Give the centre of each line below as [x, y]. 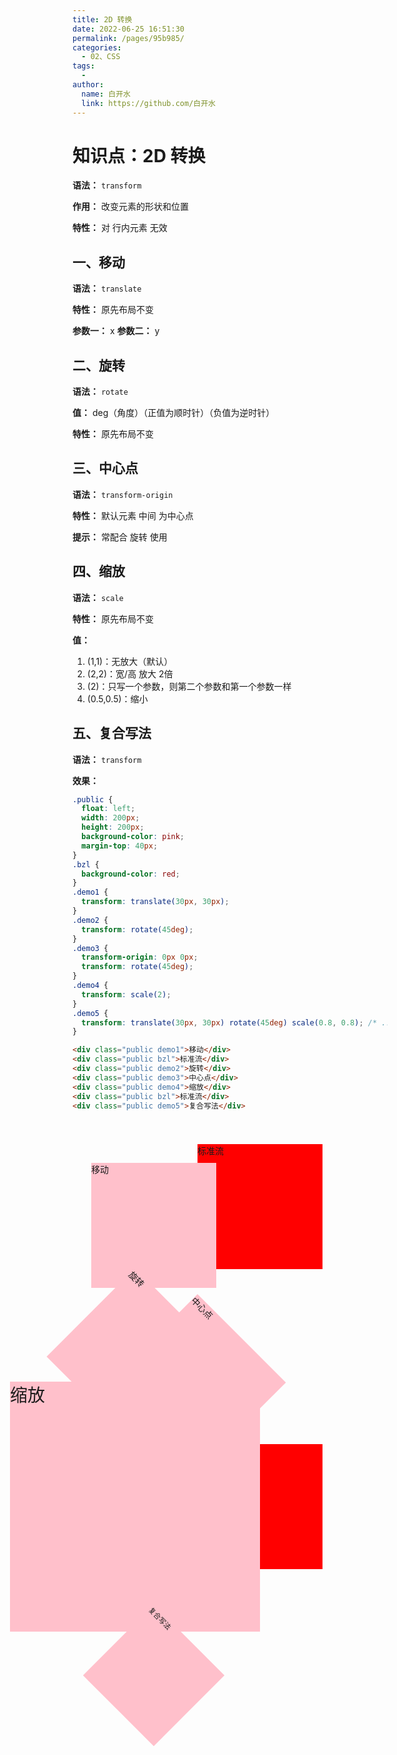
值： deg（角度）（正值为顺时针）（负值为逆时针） [173, 413]
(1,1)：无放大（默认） [130, 661]
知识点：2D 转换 [139, 155]
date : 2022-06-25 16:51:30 [128, 29]
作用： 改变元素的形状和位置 [130, 207]
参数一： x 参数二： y [116, 331]
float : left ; [108, 809]
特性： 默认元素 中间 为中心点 [133, 515]
